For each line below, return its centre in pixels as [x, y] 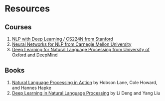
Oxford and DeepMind [35, 55]
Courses [18, 27]
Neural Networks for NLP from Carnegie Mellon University [72, 44]
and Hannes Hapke [32, 88]
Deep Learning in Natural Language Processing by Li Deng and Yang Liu [86, 93]
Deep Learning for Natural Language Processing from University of [81, 50]
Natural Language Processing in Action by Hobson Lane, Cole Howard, [84, 82]
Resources [27, 9]
